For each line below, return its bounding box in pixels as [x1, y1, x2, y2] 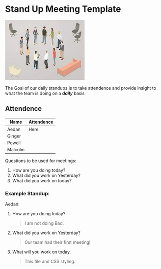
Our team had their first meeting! [24, 239, 91, 245]
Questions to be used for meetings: [5, 158, 77, 164]
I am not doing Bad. [24, 220, 64, 226]
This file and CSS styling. [24, 259, 76, 265]
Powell [7, 140, 21, 146]
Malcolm [7, 147, 25, 153]
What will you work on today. [12, 249, 71, 255]
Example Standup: [5, 190, 50, 197]
